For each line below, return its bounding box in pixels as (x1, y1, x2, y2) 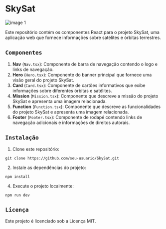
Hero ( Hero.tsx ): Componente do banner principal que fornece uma (12, 71, 152, 77)
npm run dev (5, 192, 30, 197)
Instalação (5, 134, 39, 141)
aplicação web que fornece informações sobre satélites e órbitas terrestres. (5, 34, 161, 40)
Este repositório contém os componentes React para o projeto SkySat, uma (5, 29, 160, 35)
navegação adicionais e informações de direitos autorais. (12, 119, 130, 125)
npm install (5, 174, 30, 179)
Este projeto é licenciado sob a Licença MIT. (5, 218, 96, 224)
